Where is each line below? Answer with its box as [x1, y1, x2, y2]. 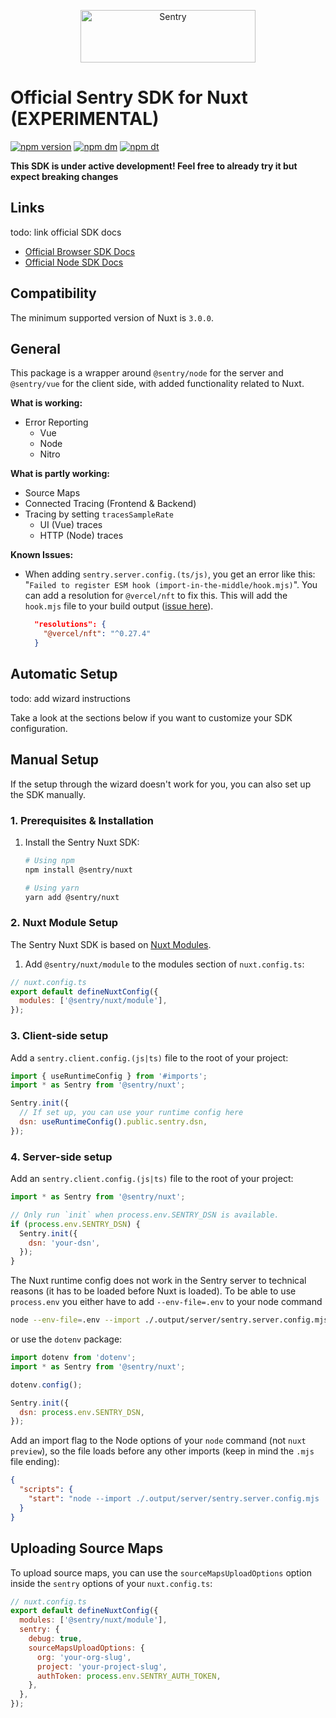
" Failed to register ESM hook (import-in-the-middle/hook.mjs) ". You [24, 579, 318, 591]
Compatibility [10, 285, 97, 302]
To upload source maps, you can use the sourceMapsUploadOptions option [10, 1566, 313, 1579]
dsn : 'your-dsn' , [28, 1238, 101, 1248]
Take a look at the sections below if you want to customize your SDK [10, 711, 293, 724]
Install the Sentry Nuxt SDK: [24, 836, 140, 848]
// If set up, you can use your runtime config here [19, 1108, 244, 1118]
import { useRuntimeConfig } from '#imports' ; [10, 1071, 208, 1081]
